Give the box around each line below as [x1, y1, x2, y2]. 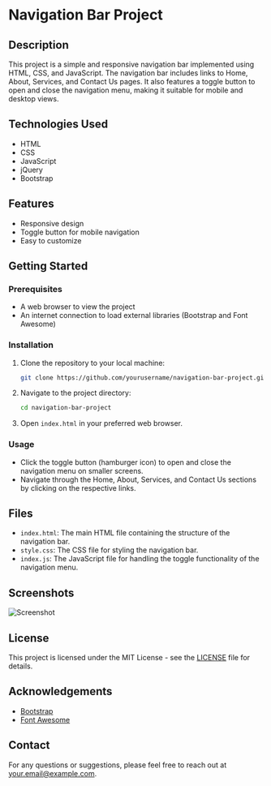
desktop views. [8, 94, 59, 103]
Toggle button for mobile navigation [19, 227, 140, 237]
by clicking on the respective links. [19, 483, 136, 492]
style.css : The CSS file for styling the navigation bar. [19, 545, 199, 555]
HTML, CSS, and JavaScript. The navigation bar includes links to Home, [8, 68, 248, 78]
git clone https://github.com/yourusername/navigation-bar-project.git [19, 373, 268, 382]
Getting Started [8, 260, 88, 273]
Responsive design [19, 218, 84, 228]
